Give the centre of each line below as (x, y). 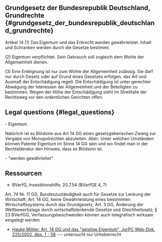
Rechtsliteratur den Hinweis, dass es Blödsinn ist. (54, 149)
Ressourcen (23, 174)
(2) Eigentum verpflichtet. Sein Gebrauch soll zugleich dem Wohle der (74, 57)
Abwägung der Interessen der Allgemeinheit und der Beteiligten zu (71, 87)
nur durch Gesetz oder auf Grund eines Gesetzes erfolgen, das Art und (76, 76)
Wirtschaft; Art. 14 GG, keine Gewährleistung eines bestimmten (68, 199)
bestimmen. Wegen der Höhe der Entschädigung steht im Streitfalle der (76, 92)
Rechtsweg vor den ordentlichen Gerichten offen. (54, 97)
